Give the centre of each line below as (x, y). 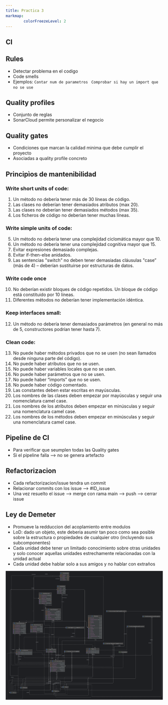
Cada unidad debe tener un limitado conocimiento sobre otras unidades (86, 548)
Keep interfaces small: (33, 313)
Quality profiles (30, 102)
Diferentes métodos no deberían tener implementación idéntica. (78, 300)
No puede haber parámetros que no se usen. (59, 374)
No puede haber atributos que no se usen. (56, 364)
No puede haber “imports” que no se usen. (57, 379)
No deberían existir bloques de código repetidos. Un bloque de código (85, 289)
